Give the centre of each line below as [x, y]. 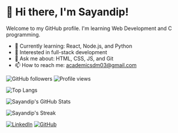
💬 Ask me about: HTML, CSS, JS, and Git [64, 58]
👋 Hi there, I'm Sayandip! [68, 12]
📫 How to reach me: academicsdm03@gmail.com [75, 65]
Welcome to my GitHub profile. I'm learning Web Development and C [89, 28]
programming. [23, 34]
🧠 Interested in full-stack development [61, 52]
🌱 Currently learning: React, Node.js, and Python [73, 46]
